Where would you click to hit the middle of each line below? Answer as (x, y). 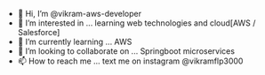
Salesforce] (39, 32)
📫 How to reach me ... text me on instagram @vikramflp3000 (130, 61)
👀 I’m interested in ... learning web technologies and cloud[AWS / (137, 23)
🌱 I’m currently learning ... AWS (75, 41)
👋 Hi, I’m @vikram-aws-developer (80, 14)
